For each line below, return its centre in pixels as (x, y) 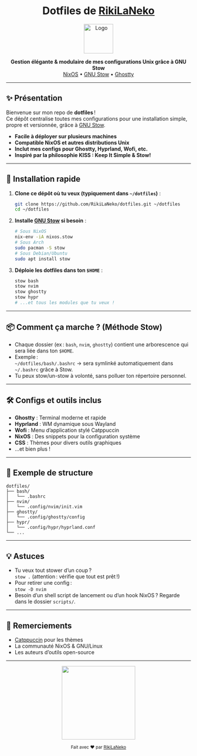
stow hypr (27, 297)
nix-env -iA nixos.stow (44, 237)
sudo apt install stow (42, 259)
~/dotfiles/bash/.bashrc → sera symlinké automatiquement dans (94, 363)
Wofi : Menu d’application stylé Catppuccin (67, 430)
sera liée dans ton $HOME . (44, 351)
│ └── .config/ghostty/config (45, 517)
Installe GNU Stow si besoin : (50, 221)
